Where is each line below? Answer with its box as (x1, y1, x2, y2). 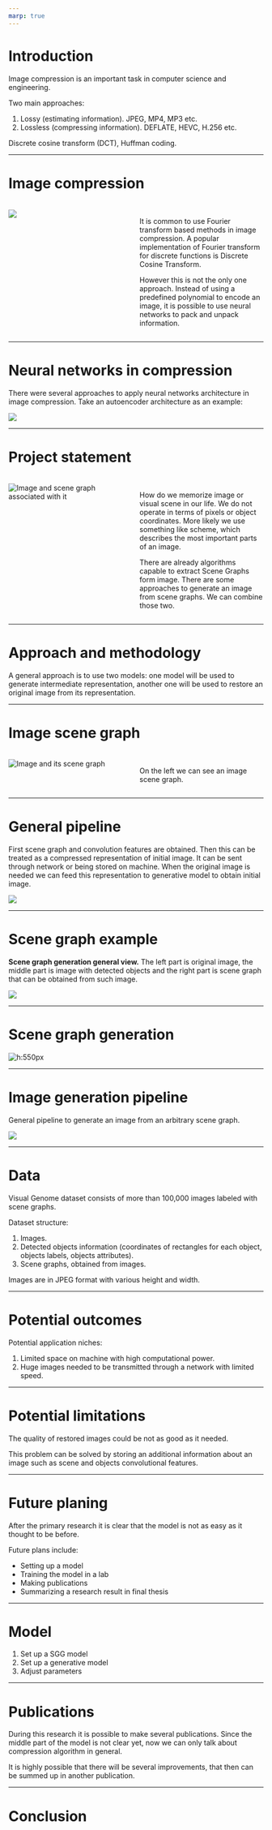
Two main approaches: (8, 98, 85, 108)
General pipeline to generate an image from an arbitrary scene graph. (8, 1115, 240, 1124)
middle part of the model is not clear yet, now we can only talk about (8, 1738, 237, 1748)
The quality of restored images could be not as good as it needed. (8, 1433, 229, 1443)
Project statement (8, 448, 132, 466)
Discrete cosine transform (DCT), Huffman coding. (8, 138, 177, 148)
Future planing (8, 1493, 108, 1512)
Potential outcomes (8, 1311, 142, 1329)
